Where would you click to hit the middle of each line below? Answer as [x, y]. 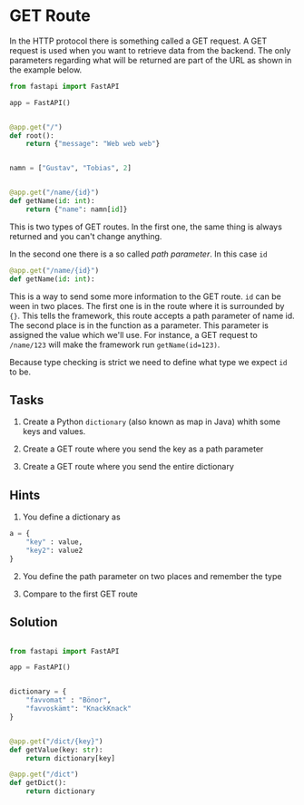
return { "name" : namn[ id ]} [77, 209]
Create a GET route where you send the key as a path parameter [143, 449]
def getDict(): [38, 783]
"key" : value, [54, 542]
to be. [20, 372]
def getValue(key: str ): [56, 750]
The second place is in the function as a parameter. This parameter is [139, 325]
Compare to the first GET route [80, 594]
